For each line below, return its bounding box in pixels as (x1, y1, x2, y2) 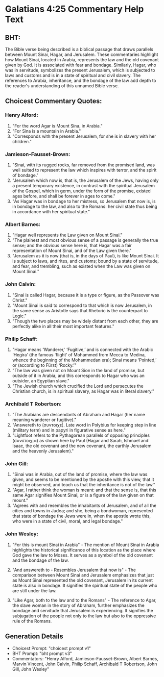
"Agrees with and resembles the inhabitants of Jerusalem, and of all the (12, 502, 157, 508)
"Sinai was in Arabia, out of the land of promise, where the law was (12, 472, 148, 477)
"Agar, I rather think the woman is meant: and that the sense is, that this (12, 487, 157, 493)
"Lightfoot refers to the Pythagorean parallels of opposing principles (12, 432, 150, 438)
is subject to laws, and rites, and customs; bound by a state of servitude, (12, 258, 159, 264)
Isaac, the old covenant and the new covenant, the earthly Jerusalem (12, 443, 152, 449)
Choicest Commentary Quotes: (5, 97, 102, 105)
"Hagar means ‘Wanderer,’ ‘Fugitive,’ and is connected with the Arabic (12, 347, 153, 352)
